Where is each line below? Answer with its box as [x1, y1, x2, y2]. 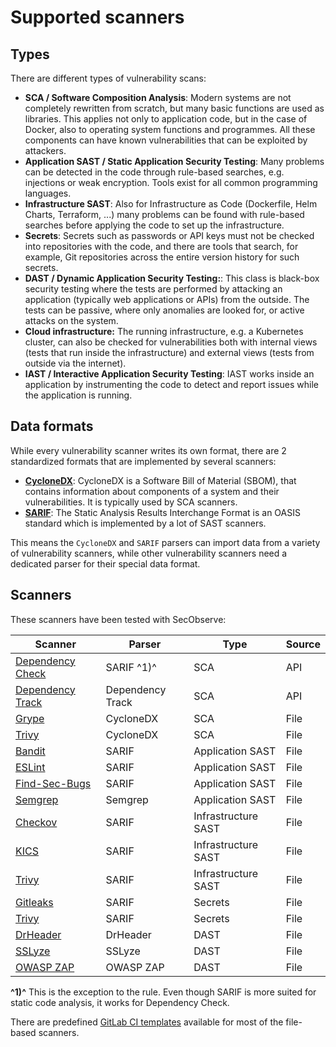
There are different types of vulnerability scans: [10, 72, 207, 84]
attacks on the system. [24, 315, 119, 326]
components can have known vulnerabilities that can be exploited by [24, 134, 308, 146]
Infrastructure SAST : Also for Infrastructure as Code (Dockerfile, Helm [24, 198, 318, 210]
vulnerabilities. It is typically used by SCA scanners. [24, 496, 238, 508]
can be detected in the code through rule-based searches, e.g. [24, 166, 285, 178]
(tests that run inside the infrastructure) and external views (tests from [24, 347, 315, 358]
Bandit [15, 744, 46, 758]
